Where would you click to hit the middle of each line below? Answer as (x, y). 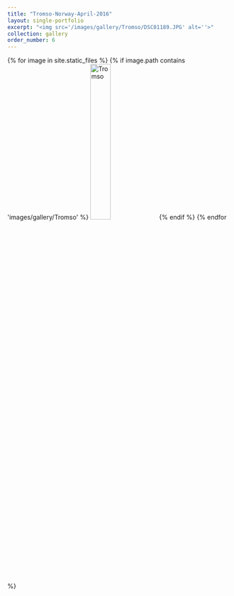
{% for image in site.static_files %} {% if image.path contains (96, 60)
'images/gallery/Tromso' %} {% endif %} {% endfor (117, 218)
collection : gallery (38, 34)
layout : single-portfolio (45, 21)
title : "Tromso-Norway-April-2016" (60, 14)
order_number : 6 (31, 40)
